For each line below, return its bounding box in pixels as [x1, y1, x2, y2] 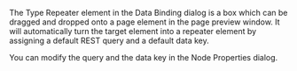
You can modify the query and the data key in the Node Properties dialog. [9, 53, 278, 62]
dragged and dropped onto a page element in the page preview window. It [9, 17, 281, 27]
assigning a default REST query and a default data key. [9, 35, 210, 46]
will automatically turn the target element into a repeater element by [9, 26, 257, 36]
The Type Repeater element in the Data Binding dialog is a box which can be [9, 8, 288, 18]
